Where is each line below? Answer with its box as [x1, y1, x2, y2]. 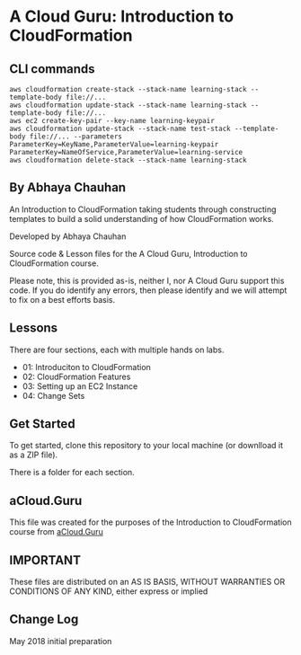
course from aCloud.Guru [9, 527, 103, 537]
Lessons [9, 321, 58, 336]
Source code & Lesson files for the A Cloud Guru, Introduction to [9, 248, 248, 259]
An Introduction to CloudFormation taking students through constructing [9, 204, 277, 215]
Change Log [9, 612, 79, 627]
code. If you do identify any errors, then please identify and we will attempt [9, 285, 288, 296]
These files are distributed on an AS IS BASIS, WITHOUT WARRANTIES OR [9, 577, 286, 588]
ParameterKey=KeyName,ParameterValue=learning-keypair [9, 140, 219, 149]
